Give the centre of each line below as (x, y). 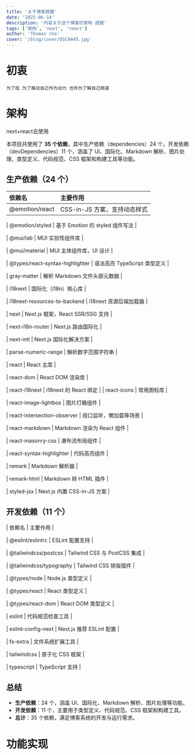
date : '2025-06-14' (30, 17)
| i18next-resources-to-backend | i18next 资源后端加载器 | (77, 301)
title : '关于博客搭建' (32, 12)
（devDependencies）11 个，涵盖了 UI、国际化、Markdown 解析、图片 (93, 151)
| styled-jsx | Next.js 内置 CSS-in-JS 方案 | (58, 491)
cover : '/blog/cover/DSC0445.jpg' (49, 39)
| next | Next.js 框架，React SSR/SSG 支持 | (59, 314)
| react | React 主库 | (31, 364)
